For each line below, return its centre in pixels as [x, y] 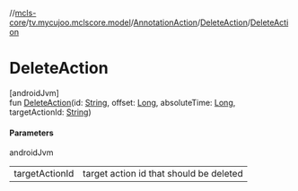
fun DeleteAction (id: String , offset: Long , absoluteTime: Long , [123, 102]
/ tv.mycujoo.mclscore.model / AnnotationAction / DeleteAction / [138, 22]
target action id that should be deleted [163, 174]
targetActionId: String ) [50, 112]
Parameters [31, 133]
